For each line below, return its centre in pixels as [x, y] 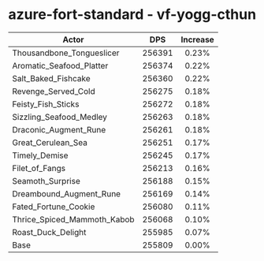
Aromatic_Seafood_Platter [60, 65]
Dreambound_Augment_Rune [66, 193]
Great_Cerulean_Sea [50, 142]
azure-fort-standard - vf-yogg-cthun [132, 15]
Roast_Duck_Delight [49, 232]
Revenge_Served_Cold [54, 91]
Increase [197, 39]
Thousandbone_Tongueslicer [66, 53]
